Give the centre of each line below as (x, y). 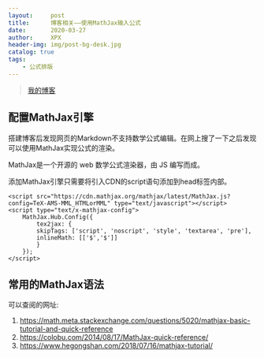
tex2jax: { (54, 224)
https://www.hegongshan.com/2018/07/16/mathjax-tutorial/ (116, 346)
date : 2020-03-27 (47, 30)
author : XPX (35, 37)
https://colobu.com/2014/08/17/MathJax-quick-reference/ (114, 337)
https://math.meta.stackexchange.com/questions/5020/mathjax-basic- (135, 321)
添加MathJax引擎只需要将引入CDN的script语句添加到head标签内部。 (120, 181)
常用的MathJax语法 (56, 284)
